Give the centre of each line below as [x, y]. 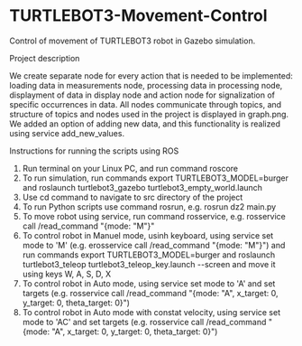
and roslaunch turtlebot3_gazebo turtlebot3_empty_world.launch [142, 187]
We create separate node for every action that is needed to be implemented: [151, 75]
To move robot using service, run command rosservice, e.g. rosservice [154, 216]
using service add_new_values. [67, 133]
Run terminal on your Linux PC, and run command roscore [130, 168]
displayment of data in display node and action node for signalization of [142, 95]
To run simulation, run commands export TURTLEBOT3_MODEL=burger [155, 178]
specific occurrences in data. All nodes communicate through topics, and [146, 104]
